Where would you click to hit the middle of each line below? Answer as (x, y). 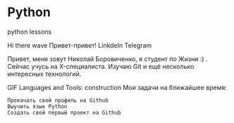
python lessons (30, 32)
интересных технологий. (44, 74)
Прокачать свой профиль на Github (58, 100)
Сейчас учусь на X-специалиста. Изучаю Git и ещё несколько (101, 66)
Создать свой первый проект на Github (64, 112)
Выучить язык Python (38, 106)
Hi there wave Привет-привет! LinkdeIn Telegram (80, 45)
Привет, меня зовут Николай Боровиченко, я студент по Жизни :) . (107, 59)
